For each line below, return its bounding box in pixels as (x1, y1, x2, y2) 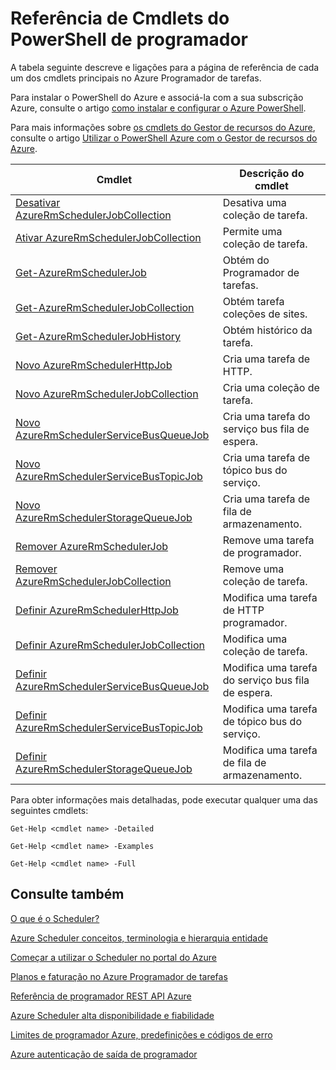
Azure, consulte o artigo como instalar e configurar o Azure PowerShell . (10, 102, 307, 114)
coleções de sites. (222, 307, 308, 321)
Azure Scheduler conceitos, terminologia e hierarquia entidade (10, 932, 268, 944)
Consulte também (10, 886, 125, 903)
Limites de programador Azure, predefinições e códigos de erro (10, 1028, 273, 1041)
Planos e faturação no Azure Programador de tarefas (10, 970, 228, 982)
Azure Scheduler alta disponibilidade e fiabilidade (10, 1009, 215, 1021)
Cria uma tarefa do (222, 409, 311, 423)
